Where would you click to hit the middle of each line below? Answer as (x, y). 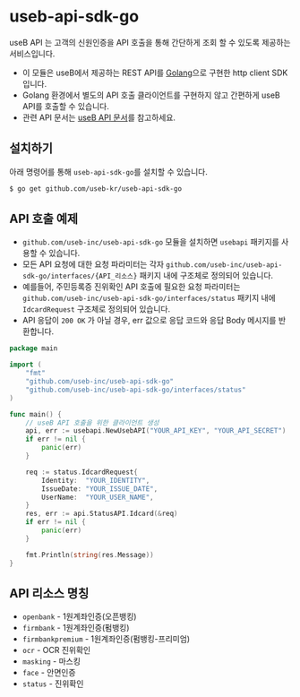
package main (34, 348)
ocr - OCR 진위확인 (56, 650)
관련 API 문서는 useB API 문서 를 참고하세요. (99, 117)
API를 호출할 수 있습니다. (65, 106)
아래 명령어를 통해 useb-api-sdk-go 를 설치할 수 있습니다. (109, 171)
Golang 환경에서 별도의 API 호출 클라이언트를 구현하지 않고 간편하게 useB (151, 95)
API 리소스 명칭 (49, 593)
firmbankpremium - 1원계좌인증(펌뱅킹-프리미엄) (106, 639)
